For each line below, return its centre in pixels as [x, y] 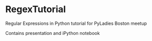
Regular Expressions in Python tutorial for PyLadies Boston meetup [76, 23]
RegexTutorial [36, 9]
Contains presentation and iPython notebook [53, 33]
